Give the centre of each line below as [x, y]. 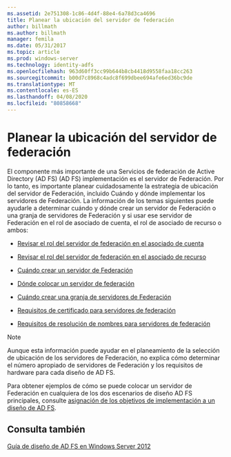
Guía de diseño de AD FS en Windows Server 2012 [79, 446]
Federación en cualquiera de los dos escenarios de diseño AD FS [100, 393]
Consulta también [46, 430]
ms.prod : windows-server [43, 59]
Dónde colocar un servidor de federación [76, 283]
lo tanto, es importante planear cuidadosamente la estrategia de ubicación [113, 186]
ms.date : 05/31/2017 [37, 46]
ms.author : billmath [37, 33]
